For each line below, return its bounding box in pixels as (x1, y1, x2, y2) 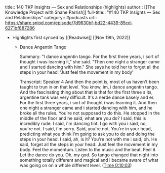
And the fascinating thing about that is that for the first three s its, (19, 89, 153, 95)
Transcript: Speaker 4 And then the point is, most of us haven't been (19, 79, 160, 85)
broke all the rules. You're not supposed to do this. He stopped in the (19, 110, 160, 116)
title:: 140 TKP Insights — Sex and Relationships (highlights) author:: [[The (5, 4, 156, 10)
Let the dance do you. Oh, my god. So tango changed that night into (19, 152, 158, 158)
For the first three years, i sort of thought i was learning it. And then (19, 100, 157, 105)
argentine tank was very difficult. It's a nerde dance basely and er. (19, 94, 155, 100)
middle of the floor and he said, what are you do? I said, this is (19, 115, 146, 121)
